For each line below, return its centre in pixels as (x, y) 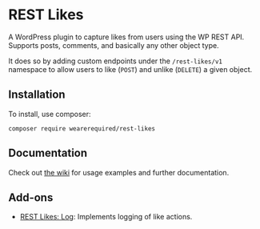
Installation (37, 95)
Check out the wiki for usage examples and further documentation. (119, 172)
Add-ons (31, 197)
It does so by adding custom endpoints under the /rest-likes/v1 (115, 61)
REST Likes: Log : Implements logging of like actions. (106, 217)
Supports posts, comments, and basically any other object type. (114, 45)
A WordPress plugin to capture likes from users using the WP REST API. (126, 37)
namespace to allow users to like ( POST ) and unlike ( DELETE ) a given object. (130, 69)
